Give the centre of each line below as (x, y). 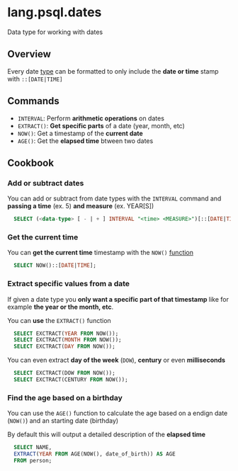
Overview (29, 54)
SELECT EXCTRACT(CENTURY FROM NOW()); (71, 380)
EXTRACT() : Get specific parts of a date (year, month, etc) (101, 125)
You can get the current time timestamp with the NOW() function (100, 253)
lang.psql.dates (55, 12)
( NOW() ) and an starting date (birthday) (63, 421)
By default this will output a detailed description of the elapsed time (107, 435)
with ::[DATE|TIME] (35, 79)
